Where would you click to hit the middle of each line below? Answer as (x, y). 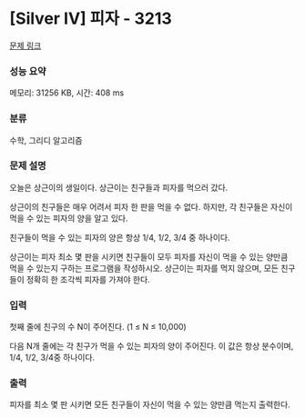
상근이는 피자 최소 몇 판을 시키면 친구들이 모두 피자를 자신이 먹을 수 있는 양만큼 (149, 256)
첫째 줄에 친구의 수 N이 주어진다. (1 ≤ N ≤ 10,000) (98, 327)
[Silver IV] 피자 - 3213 (91, 19)
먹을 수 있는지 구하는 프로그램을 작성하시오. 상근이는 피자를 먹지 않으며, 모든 (144, 268)
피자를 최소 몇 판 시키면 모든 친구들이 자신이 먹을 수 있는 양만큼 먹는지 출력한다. (150, 404)
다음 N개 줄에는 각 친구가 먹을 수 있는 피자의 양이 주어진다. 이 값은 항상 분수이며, (152, 346)
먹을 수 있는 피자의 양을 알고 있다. (69, 218)
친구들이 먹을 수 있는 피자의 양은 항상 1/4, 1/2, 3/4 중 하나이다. (120, 237)
